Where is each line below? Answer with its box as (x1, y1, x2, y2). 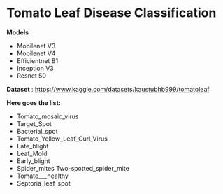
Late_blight (16, 141, 49, 150)
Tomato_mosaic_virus (16, 112, 79, 120)
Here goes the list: (6, 98, 61, 106)
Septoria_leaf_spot (16, 179, 71, 187)
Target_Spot (16, 119, 52, 127)
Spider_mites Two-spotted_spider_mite (16, 164, 130, 172)
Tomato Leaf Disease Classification (6, 5, 217, 21)
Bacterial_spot (16, 127, 58, 135)
